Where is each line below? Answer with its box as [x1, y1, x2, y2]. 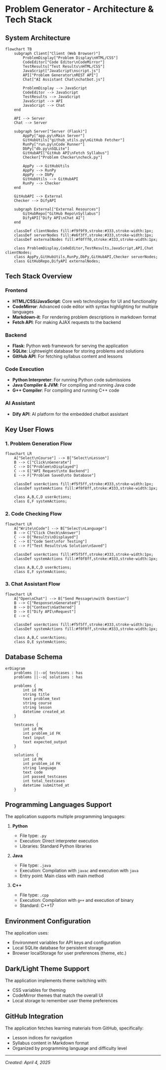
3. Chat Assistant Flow [5, 580, 61, 587]
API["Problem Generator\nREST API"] [23, 73, 98, 78]
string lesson [23, 705, 52, 710]
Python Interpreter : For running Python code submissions [12, 377, 131, 383]
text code [23, 770, 43, 775]
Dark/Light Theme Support [5, 964, 90, 973]
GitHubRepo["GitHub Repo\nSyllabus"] [23, 211, 100, 216]
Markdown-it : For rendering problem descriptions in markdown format [12, 314, 157, 320]
